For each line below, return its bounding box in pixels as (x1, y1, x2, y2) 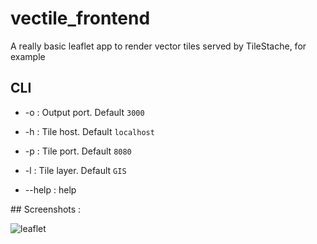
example (10, 50, 46, 62)
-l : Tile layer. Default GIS (24, 164, 127, 176)
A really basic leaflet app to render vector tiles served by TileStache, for (10, 40, 307, 52)
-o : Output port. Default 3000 (24, 106, 145, 118)
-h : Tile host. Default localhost (24, 125, 155, 137)
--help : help (24, 183, 77, 196)
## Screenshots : (10, 203, 82, 215)
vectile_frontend (10, 7, 151, 30)
